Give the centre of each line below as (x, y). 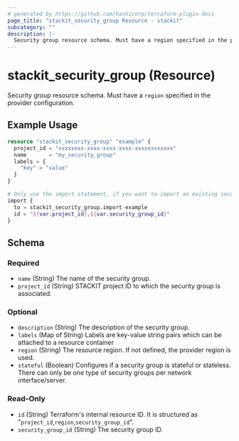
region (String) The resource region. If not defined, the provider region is (124, 350)
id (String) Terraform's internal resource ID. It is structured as (107, 414)
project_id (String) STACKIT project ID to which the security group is (119, 286)
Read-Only (27, 399)
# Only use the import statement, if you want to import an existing (113, 194)
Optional (22, 312)
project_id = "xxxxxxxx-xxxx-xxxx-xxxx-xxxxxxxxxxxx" (95, 148)
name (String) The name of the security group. (84, 279)
